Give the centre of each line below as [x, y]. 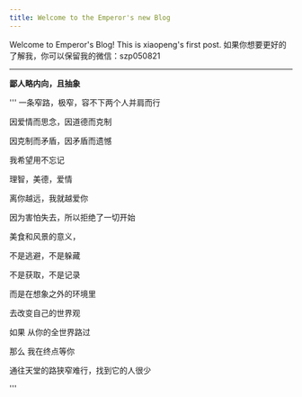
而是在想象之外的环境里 [53, 293]
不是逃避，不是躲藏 [45, 255]
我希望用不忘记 [37, 159]
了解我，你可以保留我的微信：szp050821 [85, 56]
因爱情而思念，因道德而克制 [61, 122]
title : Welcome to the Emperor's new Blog [90, 18]
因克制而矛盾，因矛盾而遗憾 [61, 140]
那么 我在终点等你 [42, 351]
